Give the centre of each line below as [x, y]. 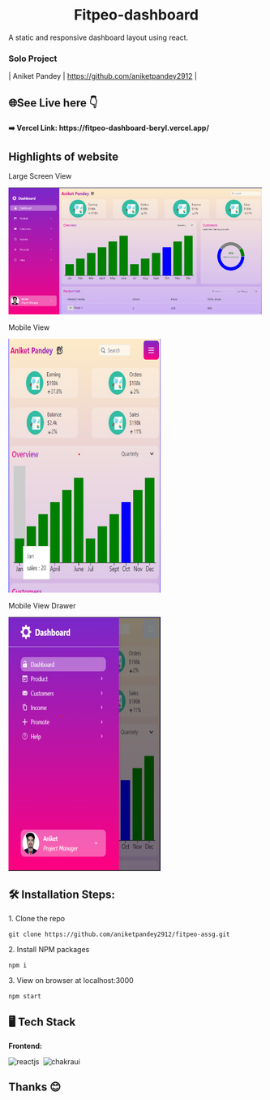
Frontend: [26, 1046]
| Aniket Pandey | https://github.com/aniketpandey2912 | [103, 76]
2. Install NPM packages [49, 949]
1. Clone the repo [37, 918]
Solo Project [33, 58]
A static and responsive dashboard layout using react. [99, 37]
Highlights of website [64, 156]
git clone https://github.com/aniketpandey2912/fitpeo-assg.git [119, 934]
